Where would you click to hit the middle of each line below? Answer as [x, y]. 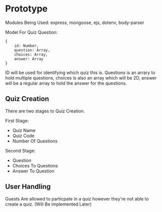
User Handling [28, 187]
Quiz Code [23, 135]
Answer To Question [33, 171]
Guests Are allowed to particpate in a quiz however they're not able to [77, 198]
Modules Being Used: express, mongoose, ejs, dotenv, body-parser [75, 22]
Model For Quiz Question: [31, 32]
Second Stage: [20, 150]
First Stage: [17, 120]
